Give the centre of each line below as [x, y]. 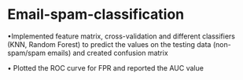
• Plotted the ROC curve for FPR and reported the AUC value [105, 67]
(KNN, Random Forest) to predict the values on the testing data [109, 44]
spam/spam [27, 53]
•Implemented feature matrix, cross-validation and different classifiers [121, 36]
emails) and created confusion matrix [108, 53]
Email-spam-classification [96, 15]
